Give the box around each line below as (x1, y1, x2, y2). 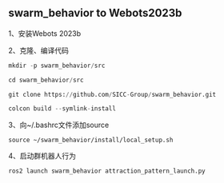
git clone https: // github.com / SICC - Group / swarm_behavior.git (8, 90, 217, 98)
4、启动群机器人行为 (8, 151, 77, 161)
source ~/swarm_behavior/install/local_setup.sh (8, 136, 174, 145)
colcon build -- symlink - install (8, 105, 116, 113)
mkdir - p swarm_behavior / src (8, 62, 106, 70)
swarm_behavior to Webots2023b (8, 6, 182, 20)
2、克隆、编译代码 (8, 46, 70, 55)
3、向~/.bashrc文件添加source (8, 120, 110, 130)
